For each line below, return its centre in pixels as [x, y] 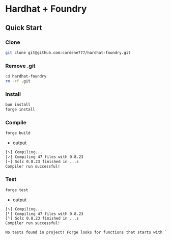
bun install [18, 105]
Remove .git [20, 66]
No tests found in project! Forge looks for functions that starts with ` [86, 232]
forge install [20, 109]
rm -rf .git [18, 81]
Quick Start [24, 28]
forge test [17, 190]
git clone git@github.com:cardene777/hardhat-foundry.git [68, 52]
